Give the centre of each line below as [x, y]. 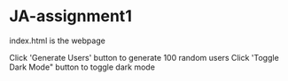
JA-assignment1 [71, 16]
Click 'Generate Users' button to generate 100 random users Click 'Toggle [144, 57]
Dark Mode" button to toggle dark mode [82, 67]
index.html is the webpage [58, 40]
